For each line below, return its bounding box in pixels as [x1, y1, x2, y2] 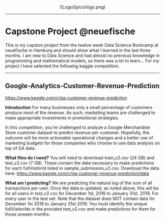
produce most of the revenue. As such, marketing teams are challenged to [5, 110, 156, 115]
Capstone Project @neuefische [5, 26, 136, 37]
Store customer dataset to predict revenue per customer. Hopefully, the [5, 129, 150, 136]
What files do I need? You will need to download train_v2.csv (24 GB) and [5, 155, 155, 161]
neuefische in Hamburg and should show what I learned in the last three [5, 47, 151, 53]
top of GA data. [5, 145, 36, 151]
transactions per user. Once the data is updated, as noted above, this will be [5, 185, 159, 191]
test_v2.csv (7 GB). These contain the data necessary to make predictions [5, 160, 155, 166]
